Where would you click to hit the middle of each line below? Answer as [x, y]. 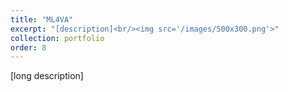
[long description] [47, 76]
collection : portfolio [57, 38]
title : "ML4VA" [42, 19]
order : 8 [28, 47]
